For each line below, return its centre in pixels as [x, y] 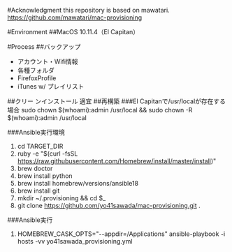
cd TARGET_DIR [40, 146]
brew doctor [35, 168]
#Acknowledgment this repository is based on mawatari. [88, 10]
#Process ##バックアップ [44, 47]
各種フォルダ [36, 70]
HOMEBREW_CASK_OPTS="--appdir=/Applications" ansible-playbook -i [121, 234]
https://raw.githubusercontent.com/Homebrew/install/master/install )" [117, 161]
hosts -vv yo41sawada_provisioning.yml [75, 241]
